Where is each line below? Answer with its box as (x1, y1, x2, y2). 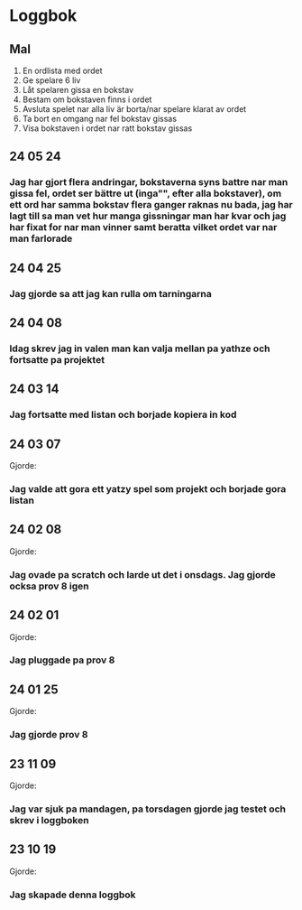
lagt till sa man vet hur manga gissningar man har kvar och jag (9, 209, 287, 222)
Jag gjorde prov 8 (9, 729, 88, 741)
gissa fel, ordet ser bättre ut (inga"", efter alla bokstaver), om (9, 187, 282, 200)
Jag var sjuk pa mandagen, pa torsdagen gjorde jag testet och (9, 803, 287, 815)
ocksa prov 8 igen (9, 580, 89, 592)
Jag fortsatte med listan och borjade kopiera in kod (9, 408, 237, 421)
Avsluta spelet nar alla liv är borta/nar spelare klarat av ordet (22, 104, 247, 114)
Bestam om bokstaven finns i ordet (22, 94, 152, 105)
